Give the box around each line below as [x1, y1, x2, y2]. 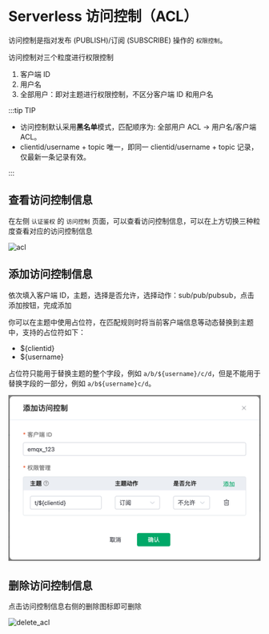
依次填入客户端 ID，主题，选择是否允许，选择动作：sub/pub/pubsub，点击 [8, 290, 255, 300]
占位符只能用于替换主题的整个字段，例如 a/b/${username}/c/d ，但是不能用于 [8, 368, 261, 378]
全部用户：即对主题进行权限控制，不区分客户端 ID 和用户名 [19, 89, 214, 99]
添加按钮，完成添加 [8, 300, 72, 309]
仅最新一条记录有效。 [19, 151, 90, 161]
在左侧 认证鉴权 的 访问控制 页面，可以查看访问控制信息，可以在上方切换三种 [8, 216, 254, 225]
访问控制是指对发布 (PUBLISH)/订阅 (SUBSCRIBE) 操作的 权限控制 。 [8, 35, 227, 45]
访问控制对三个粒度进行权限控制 [8, 52, 114, 62]
